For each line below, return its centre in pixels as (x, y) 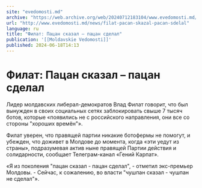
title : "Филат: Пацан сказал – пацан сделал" (64, 34)
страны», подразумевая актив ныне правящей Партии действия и (91, 148)
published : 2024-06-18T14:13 (43, 46)
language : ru (23, 29)
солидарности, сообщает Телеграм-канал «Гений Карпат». (83, 154)
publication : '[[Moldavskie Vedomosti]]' (59, 40)
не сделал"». (23, 178)
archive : (17, 17)
